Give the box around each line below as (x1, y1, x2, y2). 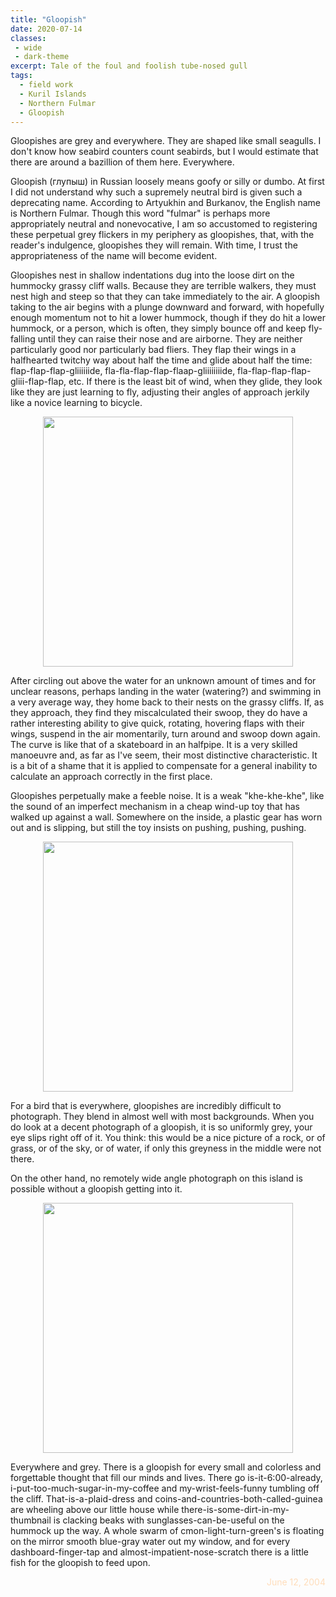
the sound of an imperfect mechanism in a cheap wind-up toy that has (10, 801, 300, 813)
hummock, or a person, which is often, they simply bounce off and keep (10, 322, 307, 335)
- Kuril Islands (19, 89, 87, 99)
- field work (19, 80, 74, 90)
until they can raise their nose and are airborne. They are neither (37, 333, 303, 345)
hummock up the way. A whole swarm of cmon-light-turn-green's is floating (10, 1525, 325, 1537)
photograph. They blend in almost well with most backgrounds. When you (10, 1111, 315, 1123)
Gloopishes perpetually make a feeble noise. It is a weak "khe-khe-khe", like (10, 790, 325, 802)
